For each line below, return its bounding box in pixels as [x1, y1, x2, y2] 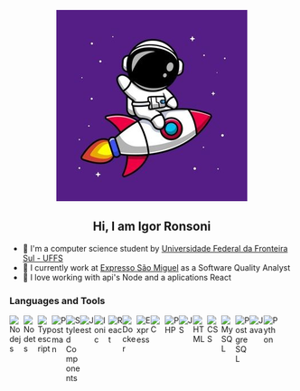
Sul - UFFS [22, 253, 63, 263]
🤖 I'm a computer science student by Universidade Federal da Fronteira [22, 243, 288, 253]
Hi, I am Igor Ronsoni [92, 219, 211, 234]
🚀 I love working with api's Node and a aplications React [22, 272, 232, 282]
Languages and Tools [9, 294, 106, 307]
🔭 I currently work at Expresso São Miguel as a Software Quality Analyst [22, 262, 291, 272]
